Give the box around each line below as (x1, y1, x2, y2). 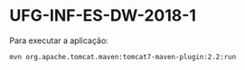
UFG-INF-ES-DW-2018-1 (9, 5, 197, 26)
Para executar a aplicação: (9, 35, 108, 46)
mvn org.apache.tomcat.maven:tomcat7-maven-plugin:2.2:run (9, 52, 237, 61)
